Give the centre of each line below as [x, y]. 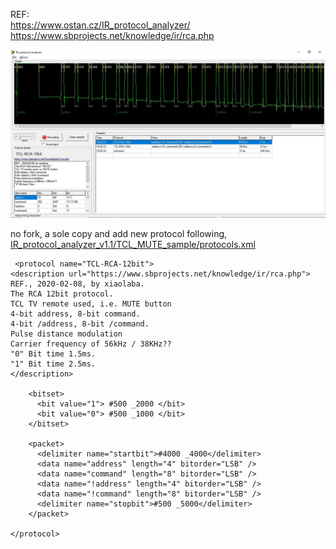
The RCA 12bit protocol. [62, 294]
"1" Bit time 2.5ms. [53, 364]
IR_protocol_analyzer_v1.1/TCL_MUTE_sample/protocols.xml [133, 244]
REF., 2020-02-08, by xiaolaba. [77, 284]
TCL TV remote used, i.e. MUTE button [91, 304]
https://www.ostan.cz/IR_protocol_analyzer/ [100, 25]
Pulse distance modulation [66, 334]
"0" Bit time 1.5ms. [53, 354]
